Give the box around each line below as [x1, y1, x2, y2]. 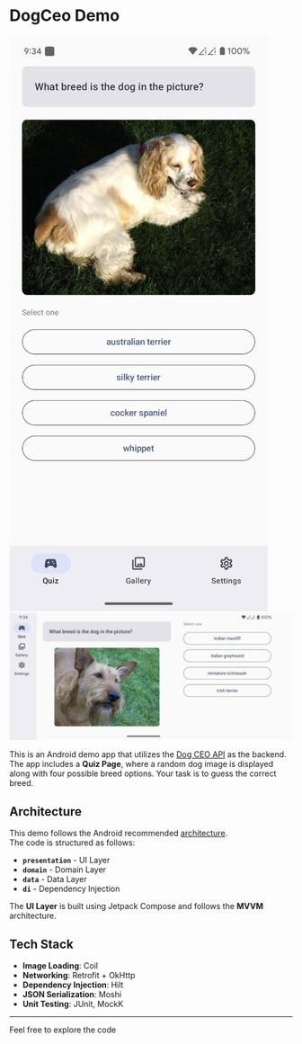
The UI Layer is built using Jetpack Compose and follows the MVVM [9, 901, 263, 912]
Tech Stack [9, 936, 74, 951]
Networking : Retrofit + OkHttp [22, 969, 136, 980]
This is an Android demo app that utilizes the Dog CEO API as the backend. [9, 749, 287, 760]
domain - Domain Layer [22, 864, 106, 875]
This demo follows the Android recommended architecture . [9, 828, 228, 839]
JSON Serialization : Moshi [22, 988, 122, 999]
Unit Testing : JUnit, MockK [22, 998, 124, 1009]
